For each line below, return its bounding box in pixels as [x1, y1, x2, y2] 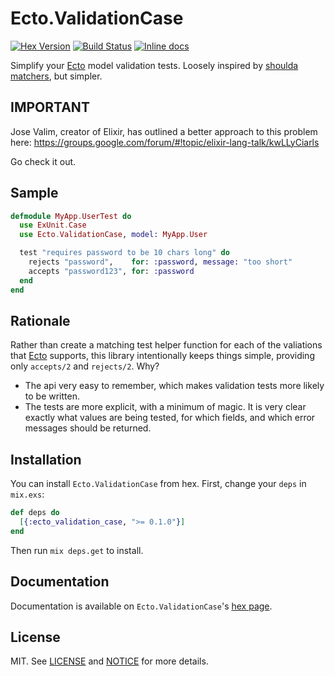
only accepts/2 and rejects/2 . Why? [10, 360, 160, 372]
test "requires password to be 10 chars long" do [19, 248, 230, 258]
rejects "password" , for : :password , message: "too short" [28, 257, 293, 267]
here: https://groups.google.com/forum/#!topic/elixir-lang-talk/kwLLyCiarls [10, 136, 320, 148]
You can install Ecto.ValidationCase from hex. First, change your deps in [10, 478, 307, 490]
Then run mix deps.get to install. [10, 544, 144, 556]
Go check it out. [10, 155, 77, 167]
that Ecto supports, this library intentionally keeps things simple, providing [10, 350, 315, 362]
